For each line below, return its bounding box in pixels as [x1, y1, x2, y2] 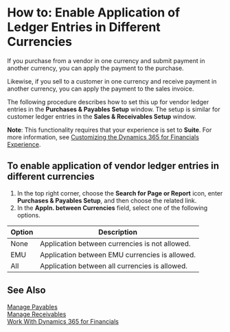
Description [98, 227, 137, 237]
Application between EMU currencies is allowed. [40, 250, 196, 259]
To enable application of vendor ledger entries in [7, 160, 220, 172]
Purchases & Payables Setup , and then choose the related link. [16, 196, 197, 204]
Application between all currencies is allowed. [40, 261, 187, 270]
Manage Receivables [7, 310, 67, 318]
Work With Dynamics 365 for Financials [7, 317, 119, 325]
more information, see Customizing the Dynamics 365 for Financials [7, 132, 199, 141]
